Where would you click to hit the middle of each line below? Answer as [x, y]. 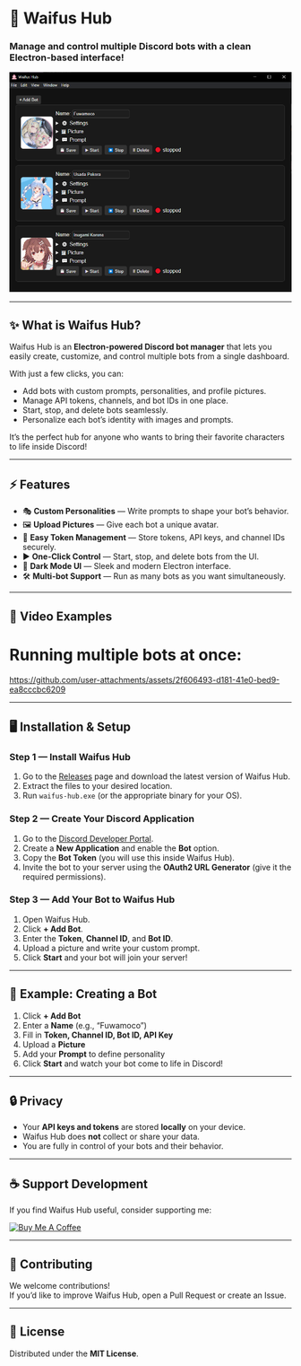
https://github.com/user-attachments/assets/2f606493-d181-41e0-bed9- [145, 679]
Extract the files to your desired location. [97, 786]
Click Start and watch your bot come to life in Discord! [123, 1064]
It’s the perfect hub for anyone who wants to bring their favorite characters [147, 437]
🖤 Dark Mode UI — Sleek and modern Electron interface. [126, 566]
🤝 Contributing [51, 1264]
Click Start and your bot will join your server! [105, 957]
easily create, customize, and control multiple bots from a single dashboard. [149, 356]
